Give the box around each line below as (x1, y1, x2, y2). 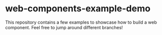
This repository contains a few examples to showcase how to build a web (5, 19, 157, 25)
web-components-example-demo (5, 3, 151, 14)
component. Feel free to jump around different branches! (5, 24, 123, 30)
